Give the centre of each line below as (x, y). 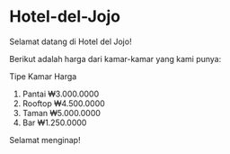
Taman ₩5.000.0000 (62, 113)
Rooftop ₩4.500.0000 (63, 103)
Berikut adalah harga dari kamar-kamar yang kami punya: (115, 59)
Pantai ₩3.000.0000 (61, 94)
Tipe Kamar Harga (43, 76)
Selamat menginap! (45, 140)
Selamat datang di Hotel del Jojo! (71, 41)
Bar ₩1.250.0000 (54, 122)
